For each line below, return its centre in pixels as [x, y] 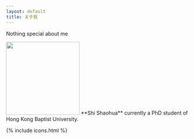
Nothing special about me [37, 33]
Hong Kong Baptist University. [42, 119]
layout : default [26, 11]
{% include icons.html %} [37, 130]
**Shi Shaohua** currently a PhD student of [134, 113]
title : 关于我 [22, 17]
